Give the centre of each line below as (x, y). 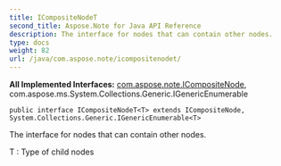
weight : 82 (29, 51)
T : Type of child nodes (52, 152)
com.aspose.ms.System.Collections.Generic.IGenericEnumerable (128, 94)
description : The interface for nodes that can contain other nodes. (141, 34)
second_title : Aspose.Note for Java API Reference (105, 26)
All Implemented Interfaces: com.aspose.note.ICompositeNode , (128, 84)
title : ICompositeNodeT (54, 17)
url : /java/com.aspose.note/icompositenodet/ (95, 59)
